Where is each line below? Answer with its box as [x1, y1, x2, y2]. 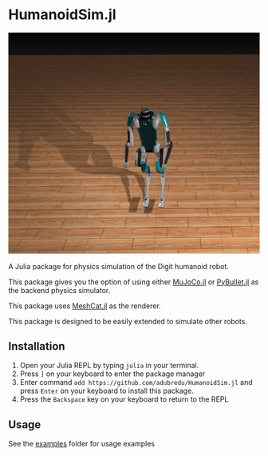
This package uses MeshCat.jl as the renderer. [8, 301, 161, 311]
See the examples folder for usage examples [8, 439, 156, 449]
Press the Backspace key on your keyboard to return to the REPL [19, 395, 229, 404]
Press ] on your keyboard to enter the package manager [19, 369, 206, 379]
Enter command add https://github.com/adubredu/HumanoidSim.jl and [19, 378, 253, 387]
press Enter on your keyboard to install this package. [19, 386, 194, 396]
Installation [8, 339, 65, 353]
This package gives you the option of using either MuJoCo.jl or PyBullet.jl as [8, 277, 259, 287]
